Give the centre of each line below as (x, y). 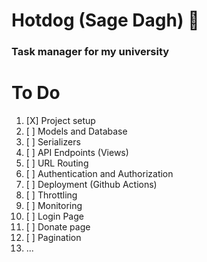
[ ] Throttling (51, 195)
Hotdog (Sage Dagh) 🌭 (105, 20)
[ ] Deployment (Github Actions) (91, 185)
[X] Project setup (60, 121)
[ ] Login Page (54, 216)
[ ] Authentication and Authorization (99, 174)
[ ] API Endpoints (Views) (77, 153)
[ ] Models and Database (76, 131)
